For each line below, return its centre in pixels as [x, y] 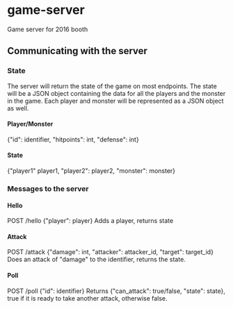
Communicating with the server [78, 51]
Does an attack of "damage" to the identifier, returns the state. [96, 260]
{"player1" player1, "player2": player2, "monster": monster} [91, 171]
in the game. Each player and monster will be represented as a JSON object [115, 101]
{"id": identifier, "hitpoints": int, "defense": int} [73, 139]
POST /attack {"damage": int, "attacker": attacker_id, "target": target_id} [111, 252]
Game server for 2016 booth [48, 29]
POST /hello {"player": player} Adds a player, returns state [90, 221]
